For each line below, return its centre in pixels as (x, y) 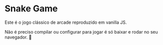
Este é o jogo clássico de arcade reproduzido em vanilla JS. (66, 22)
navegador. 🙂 (18, 37)
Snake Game (31, 9)
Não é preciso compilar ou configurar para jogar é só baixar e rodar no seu (81, 32)
